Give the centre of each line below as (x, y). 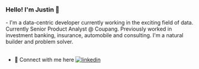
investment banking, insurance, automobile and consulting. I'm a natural (94, 35)
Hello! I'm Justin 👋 (33, 10)
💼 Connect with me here (44, 60)
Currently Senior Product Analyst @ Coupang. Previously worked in (89, 29)
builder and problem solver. (39, 42)
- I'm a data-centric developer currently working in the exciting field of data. (99, 23)
